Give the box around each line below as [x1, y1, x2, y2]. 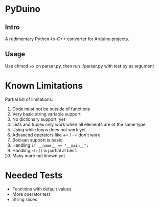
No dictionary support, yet [12, 116, 66, 122]
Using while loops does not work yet [12, 126, 86, 133]
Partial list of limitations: [5, 96, 53, 102]
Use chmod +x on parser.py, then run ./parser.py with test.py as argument [5, 63, 154, 69]
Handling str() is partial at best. [12, 147, 77, 153]
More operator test [12, 191, 50, 197]
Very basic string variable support [12, 111, 81, 117]
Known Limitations [5, 80, 83, 91]
